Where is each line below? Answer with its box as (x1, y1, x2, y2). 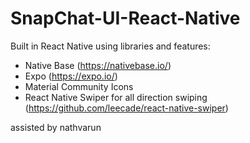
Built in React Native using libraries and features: (10, 40, 211, 52)
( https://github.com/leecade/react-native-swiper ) (24, 102, 229, 114)
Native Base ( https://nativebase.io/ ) (24, 59, 172, 71)
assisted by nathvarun (10, 121, 102, 133)
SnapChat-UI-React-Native (10, 7, 241, 30)
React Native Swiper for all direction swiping (24, 91, 208, 103)
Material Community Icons (24, 80, 134, 92)
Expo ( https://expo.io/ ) (24, 70, 118, 82)
